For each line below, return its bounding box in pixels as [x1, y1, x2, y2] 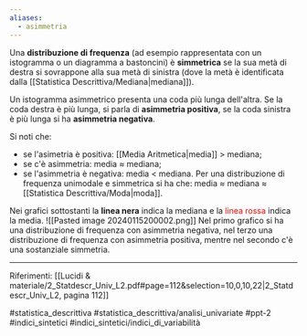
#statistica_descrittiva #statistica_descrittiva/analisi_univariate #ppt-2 [9, 307, 271, 318]
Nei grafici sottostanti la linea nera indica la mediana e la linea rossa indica [9, 205, 291, 215]
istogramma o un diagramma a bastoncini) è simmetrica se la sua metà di [9, 57, 288, 68]
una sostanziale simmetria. [9, 244, 111, 255]
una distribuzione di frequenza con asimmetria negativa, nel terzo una [9, 225, 273, 236]
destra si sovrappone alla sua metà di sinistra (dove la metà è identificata [9, 66, 285, 78]
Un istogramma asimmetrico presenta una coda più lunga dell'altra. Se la [9, 93, 283, 105]
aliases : [9, 13, 43, 23]
